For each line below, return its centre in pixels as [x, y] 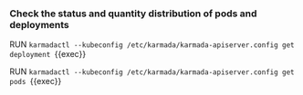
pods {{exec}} [36, 81]
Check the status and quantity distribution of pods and [133, 14]
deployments [40, 24]
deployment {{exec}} [48, 54]
